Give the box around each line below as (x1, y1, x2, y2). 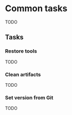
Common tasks (5, 3, 68, 14)
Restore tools (5, 48, 37, 55)
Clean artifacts (5, 71, 41, 78)
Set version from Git (5, 94, 54, 101)
